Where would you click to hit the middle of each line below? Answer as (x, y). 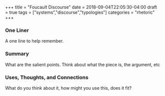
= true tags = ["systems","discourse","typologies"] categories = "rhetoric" (80, 12)
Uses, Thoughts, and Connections (47, 77)
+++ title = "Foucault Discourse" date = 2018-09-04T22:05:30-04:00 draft (81, 7)
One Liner (17, 30)
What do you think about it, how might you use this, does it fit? (68, 88)
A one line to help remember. (34, 41)
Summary (17, 54)
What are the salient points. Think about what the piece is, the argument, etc (82, 64)
